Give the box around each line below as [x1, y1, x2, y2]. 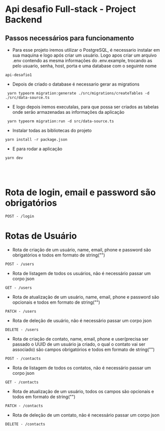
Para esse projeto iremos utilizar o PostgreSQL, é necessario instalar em [12, 47, 160, 53]
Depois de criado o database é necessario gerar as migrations [12, 81, 140, 87]
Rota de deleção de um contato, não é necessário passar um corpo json [12, 412, 160, 418]
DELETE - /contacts [5, 422, 46, 427]
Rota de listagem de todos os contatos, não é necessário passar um [12, 364, 151, 371]
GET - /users [5, 285, 32, 290]
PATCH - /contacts [5, 403, 43, 408]
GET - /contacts [5, 379, 39, 385]
